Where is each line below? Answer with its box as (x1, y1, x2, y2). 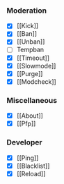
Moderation (6, 6, 47, 16)
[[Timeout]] (16, 54, 50, 62)
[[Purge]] (16, 69, 43, 78)
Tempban (16, 45, 45, 54)
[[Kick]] (16, 22, 39, 30)
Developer (6, 137, 42, 147)
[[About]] (16, 111, 43, 120)
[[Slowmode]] (16, 61, 56, 70)
